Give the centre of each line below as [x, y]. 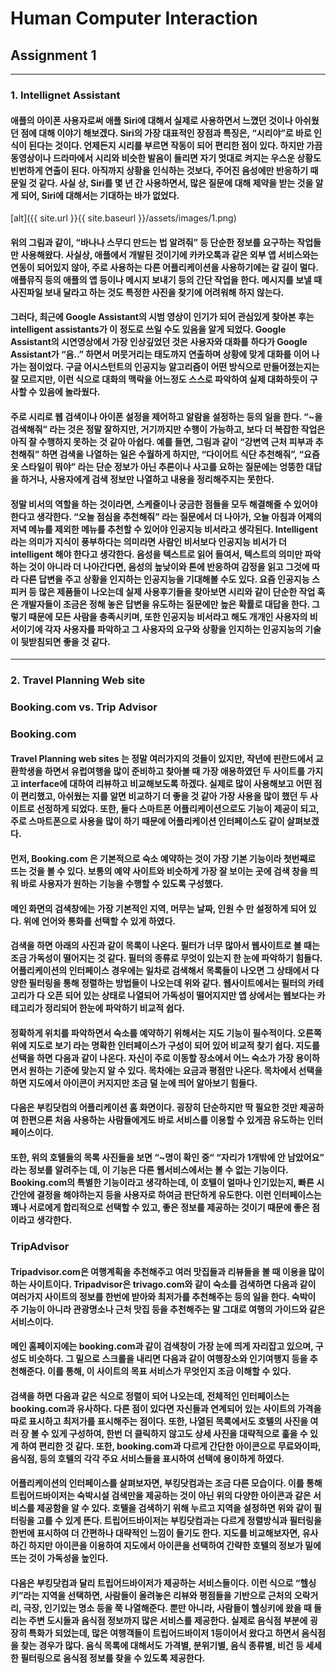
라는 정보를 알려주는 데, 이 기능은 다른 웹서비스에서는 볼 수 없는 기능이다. [149, 1170]
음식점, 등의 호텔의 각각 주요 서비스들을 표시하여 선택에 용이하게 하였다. [147, 1458]
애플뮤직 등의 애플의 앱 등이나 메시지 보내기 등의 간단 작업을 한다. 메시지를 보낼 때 [166, 279]
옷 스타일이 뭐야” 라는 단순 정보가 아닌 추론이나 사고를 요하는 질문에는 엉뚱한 [157, 466]
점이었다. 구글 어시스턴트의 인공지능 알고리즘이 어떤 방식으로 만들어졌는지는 [174, 367]
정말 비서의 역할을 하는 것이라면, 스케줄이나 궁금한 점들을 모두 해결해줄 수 [151, 504]
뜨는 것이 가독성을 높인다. [59, 1558]
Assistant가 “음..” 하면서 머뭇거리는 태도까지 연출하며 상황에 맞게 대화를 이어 [160, 354]
